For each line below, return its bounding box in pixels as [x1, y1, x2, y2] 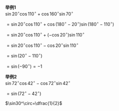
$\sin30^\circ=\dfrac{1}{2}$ [5, 100, 62, 106]
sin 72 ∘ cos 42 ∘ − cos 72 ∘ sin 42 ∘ [5, 79, 71, 86]
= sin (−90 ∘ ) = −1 [6, 62, 42, 69]
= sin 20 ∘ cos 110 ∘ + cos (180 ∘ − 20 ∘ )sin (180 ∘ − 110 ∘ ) [6, 20, 114, 27]
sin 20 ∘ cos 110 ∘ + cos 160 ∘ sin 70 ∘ [5, 10, 73, 16]
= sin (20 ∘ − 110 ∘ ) [6, 52, 42, 59]
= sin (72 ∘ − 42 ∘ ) [6, 89, 41, 96]
